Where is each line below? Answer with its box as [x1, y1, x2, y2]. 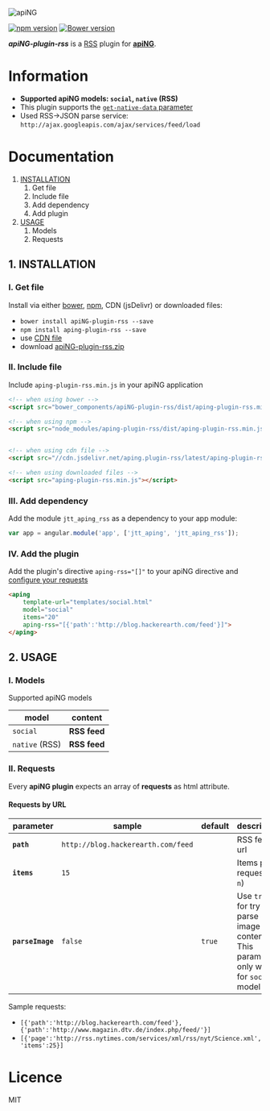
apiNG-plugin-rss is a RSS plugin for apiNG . [8, 39, 157, 48]
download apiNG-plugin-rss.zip [19, 341, 125, 351]
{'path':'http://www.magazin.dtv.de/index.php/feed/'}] [19, 1026, 211, 1034]
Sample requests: [8, 1001, 67, 1011]
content [72, 712, 103, 723]
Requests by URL [8, 800, 67, 809]
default [200, 820, 230, 831]
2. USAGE [8, 650, 58, 664]
